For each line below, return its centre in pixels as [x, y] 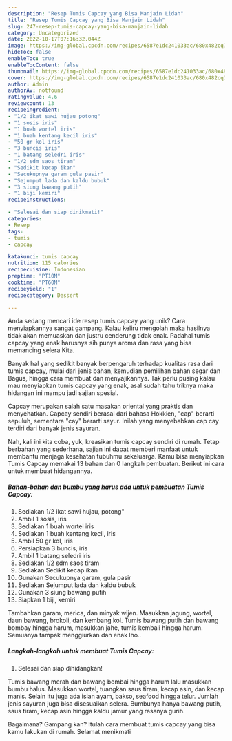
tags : [15, 231]
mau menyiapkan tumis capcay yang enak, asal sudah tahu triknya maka [110, 386]
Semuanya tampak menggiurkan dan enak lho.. [75, 635]
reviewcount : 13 [31, 104]
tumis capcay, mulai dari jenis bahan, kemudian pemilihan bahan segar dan [114, 371]
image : [17, 46]
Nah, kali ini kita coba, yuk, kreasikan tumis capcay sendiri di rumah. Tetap [114, 442]
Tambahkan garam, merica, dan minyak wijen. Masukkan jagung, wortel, [110, 613]
